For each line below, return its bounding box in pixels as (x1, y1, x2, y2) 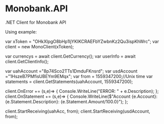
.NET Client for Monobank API (5, 19, 66, 25)
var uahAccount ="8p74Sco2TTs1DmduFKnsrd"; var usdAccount (5, 68, 138, 74)
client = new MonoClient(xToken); (5, 43, 74, 49)
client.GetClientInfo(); (5, 58, 49, 64)
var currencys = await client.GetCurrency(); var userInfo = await (5, 53, 136, 59)
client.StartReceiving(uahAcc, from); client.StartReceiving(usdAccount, (5, 108, 150, 114)
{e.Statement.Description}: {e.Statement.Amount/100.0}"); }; (5, 98, 128, 104)
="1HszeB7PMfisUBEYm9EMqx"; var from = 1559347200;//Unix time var (5, 73, 153, 79)
